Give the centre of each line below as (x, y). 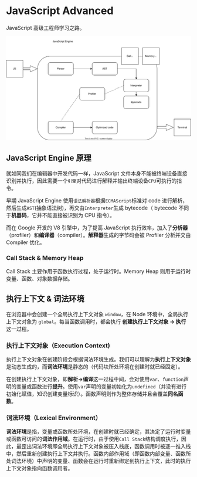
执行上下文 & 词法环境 (45, 299)
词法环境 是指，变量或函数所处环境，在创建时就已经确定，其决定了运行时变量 (98, 432)
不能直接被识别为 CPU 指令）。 (79, 215)
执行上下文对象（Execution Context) (58, 346)
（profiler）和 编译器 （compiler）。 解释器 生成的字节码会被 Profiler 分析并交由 (98, 235)
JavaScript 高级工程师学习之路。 (45, 28)
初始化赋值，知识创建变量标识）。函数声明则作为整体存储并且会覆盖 (87, 394)
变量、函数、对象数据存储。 (40, 279)
